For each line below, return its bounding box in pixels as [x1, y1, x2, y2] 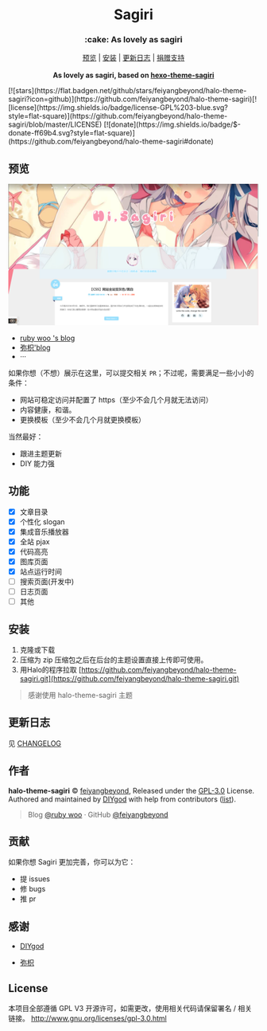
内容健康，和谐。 [19, 405, 76, 414]
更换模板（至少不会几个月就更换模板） [19, 414, 145, 424]
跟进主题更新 [19, 449, 62, 458]
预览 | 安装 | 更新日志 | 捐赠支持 [82, 53, 185, 63]
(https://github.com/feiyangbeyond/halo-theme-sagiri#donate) [8, 137, 215, 147]
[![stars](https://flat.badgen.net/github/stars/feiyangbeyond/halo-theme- [8, 86, 247, 96]
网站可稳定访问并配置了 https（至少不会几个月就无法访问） [19, 394, 213, 404]
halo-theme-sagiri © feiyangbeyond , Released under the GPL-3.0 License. [8, 786, 255, 795]
